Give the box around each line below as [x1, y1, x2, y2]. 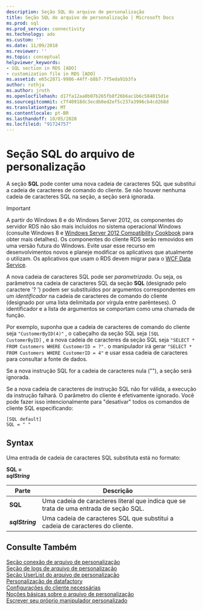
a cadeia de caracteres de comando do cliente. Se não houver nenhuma [6, 187, 186, 194]
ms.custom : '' [6, 37, 42, 43]
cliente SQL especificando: [6, 404, 74, 412]
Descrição [102, 486, 133, 495]
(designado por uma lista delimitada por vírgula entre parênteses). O [6, 299, 176, 306]
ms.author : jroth [6, 88, 50, 94]
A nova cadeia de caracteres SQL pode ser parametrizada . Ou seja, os [6, 273, 182, 281]
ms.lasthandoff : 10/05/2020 [6, 115, 77, 122]
